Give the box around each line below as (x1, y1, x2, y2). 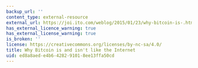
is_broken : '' (6, 36, 41, 42)
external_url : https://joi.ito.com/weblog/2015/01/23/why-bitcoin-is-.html (6, 20, 196, 25)
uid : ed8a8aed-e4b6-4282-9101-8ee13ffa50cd (6, 53, 115, 59)
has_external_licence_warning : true (6, 25, 96, 31)
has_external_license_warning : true (6, 31, 96, 37)
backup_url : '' (6, 8, 44, 15)
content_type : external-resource (6, 14, 88, 20)
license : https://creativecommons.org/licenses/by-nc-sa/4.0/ (6, 42, 162, 48)
